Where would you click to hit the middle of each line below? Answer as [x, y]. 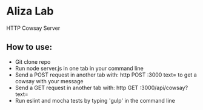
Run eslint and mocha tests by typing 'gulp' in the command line [95, 100]
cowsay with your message [49, 81]
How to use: [29, 47]
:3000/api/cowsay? [164, 88]
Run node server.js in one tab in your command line [79, 68]
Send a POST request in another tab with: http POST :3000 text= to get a [106, 75]
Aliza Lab [30, 11]
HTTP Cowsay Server [33, 28]
